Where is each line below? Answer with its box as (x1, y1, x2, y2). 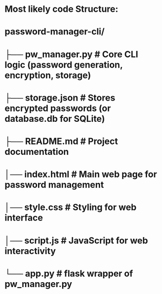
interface (4, 212, 43, 223)
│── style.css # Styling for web (4, 202, 137, 213)
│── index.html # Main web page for (4, 169, 158, 180)
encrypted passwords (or (4, 103, 111, 114)
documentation (4, 146, 69, 157)
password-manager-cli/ (4, 26, 105, 37)
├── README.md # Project (4, 136, 118, 147)
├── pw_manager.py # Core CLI (4, 48, 139, 60)
